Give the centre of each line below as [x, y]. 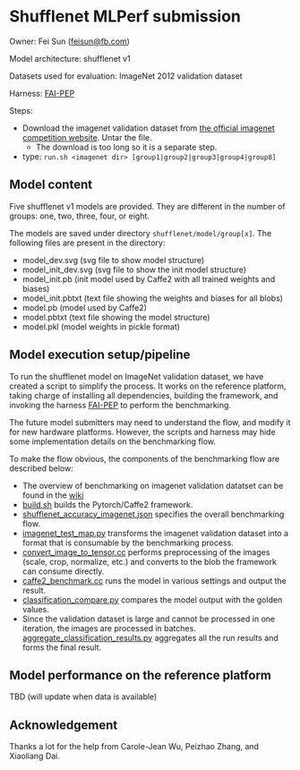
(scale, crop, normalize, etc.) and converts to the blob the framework [150, 561]
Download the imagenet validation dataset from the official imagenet [148, 128]
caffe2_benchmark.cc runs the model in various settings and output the [154, 580]
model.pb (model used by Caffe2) [85, 307]
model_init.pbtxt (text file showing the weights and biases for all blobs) [153, 298]
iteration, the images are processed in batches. [109, 628]
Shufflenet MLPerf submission [125, 17]
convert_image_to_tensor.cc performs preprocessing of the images [146, 552]
